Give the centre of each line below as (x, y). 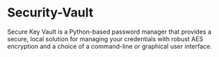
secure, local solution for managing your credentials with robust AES (105, 38)
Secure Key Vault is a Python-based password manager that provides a (109, 32)
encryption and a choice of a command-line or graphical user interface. (109, 46)
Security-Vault (50, 13)
